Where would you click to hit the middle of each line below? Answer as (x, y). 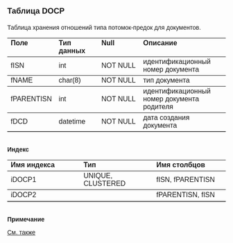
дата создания (166, 117)
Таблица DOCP (36, 11)
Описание (160, 43)
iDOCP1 (24, 179)
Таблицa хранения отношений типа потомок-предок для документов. (104, 27)
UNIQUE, (98, 176)
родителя (158, 106)
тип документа (166, 80)
